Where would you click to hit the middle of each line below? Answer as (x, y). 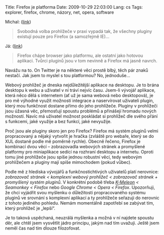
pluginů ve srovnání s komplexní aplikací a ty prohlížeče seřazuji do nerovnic (82, 198)
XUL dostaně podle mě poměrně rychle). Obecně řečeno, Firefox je (73, 141)
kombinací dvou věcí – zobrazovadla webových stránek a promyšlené (75, 146)
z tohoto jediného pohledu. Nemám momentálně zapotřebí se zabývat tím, (80, 203)
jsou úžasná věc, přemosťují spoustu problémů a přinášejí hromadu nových (81, 111)
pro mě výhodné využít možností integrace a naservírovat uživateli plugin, (80, 101)
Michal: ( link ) (18, 22)
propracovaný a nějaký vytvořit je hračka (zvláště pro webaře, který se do (80, 136)
